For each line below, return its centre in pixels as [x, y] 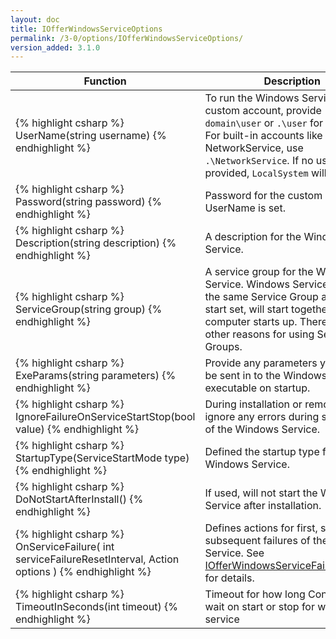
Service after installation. [263, 506]
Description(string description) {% [96, 243]
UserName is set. [245, 208]
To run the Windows [252, 98]
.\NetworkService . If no [259, 161]
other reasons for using [259, 334]
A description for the [253, 237]
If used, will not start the [261, 493]
